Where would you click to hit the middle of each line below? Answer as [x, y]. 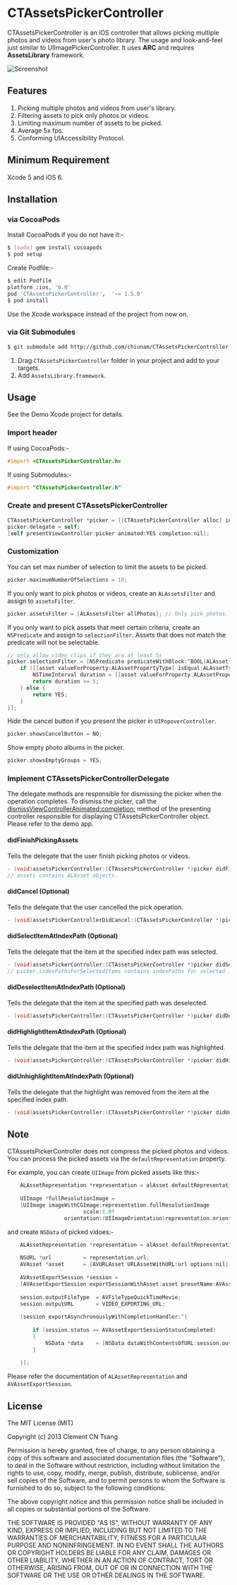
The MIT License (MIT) [41, 1423]
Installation [32, 199]
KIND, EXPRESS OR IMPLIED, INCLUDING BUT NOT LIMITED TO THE [107, 1531]
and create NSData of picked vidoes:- [61, 1232]
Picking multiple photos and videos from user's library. [97, 108]
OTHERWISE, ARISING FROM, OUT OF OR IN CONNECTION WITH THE [110, 1568]
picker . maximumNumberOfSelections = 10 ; [68, 580]
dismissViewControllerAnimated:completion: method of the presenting [109, 809]
